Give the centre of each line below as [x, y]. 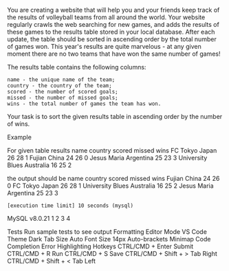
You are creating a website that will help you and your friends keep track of [113, 10]
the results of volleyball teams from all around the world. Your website [106, 17]
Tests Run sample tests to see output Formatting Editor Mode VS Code [107, 232]
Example [20, 137]
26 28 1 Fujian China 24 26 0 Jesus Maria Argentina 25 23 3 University [107, 158]
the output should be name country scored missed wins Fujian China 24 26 [113, 178]
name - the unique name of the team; [61, 80]
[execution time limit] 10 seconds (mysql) [70, 206]
